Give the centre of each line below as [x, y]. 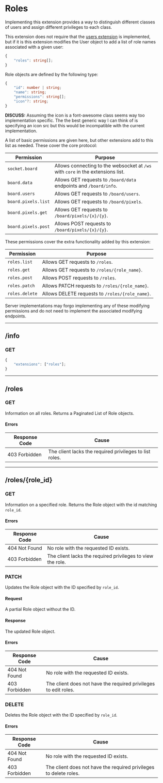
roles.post [20, 278]
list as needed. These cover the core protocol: [51, 145]
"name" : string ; [30, 92]
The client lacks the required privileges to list [99, 451]
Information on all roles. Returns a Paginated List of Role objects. [70, 413]
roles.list [20, 262]
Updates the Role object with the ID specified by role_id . [62, 587]
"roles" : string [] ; [33, 60]
